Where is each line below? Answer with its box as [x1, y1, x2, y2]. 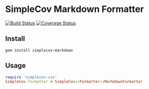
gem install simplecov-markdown [5, 47, 73, 53]
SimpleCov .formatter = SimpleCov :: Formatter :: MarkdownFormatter [5, 79, 143, 84]
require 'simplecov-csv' [5, 74, 57, 79]
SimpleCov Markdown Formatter [5, 3, 144, 15]
